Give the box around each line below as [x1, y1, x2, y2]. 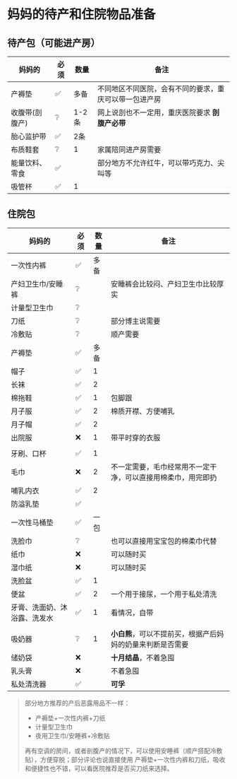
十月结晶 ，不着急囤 [110, 652, 175, 662]
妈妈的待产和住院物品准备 [7, 6, 157, 23]
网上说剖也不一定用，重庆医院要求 [97, 107, 211, 117]
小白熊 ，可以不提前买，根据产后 [110, 628, 217, 638]
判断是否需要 [145, 639, 189, 649]
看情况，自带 [110, 607, 154, 617]
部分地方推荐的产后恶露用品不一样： [24, 698, 130, 707]
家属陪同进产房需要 [97, 145, 162, 154]
